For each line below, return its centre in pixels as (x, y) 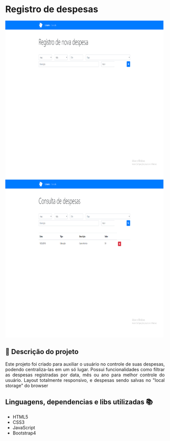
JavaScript (24, 427)
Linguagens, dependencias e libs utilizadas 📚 (79, 402)
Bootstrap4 (24, 433)
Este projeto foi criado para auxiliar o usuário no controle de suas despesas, (85, 364)
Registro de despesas (52, 9)
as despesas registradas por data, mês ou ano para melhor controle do (85, 375)
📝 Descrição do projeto (42, 352)
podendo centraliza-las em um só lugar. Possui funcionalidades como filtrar (85, 369)
